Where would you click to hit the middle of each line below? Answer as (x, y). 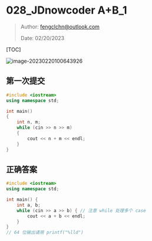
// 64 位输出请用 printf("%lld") (45, 233)
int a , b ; (29, 205)
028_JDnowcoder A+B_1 (67, 10)
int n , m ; (29, 122)
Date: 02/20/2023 (42, 38)
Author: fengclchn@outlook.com (60, 27)
